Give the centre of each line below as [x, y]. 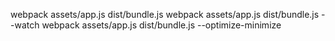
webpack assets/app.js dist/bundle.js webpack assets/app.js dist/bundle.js [165, 14]
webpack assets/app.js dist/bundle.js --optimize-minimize [161, 25]
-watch [25, 25]
